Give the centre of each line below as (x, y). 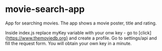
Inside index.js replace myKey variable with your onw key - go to (72, 32)
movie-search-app (45, 9)
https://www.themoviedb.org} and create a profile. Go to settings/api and (82, 38)
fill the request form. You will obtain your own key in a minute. (69, 43)
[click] (145, 32)
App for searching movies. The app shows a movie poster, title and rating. (81, 23)
